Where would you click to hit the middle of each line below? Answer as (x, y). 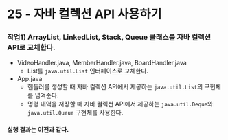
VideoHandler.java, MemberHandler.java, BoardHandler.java (102, 63)
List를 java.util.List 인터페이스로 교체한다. (88, 71)
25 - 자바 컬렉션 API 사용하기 (85, 14)
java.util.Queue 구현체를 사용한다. (75, 113)
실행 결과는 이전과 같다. (38, 130)
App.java (30, 79)
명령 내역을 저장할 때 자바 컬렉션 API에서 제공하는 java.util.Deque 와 (120, 104)
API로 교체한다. (31, 47)
